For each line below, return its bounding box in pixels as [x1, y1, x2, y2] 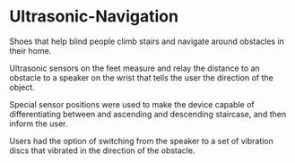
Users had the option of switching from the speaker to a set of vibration [9, 135, 273, 146]
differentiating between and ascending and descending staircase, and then [9, 108, 287, 119]
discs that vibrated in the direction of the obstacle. [9, 145, 195, 156]
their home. [9, 45, 52, 56]
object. [9, 81, 36, 92]
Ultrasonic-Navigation [9, 6, 179, 27]
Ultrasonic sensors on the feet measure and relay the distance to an [9, 63, 260, 73]
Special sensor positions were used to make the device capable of [9, 99, 256, 109]
